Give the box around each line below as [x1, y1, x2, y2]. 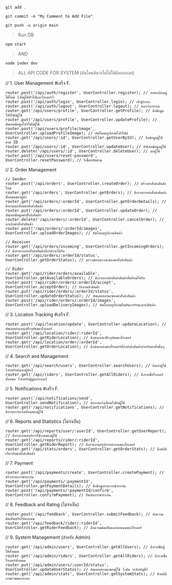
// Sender [5, 177, 27, 182]
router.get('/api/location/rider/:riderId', [5, 331, 102, 336]
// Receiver [5, 239, 31, 244]
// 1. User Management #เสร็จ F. [5, 80, 71, 86]
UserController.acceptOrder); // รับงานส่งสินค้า [5, 285, 100, 290]
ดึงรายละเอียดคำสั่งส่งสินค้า [5, 203, 43, 209]
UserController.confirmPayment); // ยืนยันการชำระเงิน [5, 493, 111, 498]
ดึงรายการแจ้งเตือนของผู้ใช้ [5, 409, 44, 414]
